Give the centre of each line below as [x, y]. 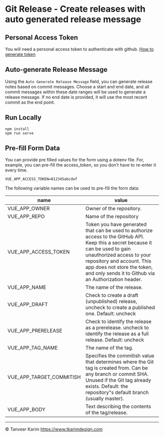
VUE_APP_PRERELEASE [35, 331]
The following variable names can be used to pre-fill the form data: [72, 188]
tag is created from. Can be [116, 368]
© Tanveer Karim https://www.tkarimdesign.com [54, 429]
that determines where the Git [119, 362]
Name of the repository [112, 217]
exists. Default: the [107, 386]
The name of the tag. [109, 348]
